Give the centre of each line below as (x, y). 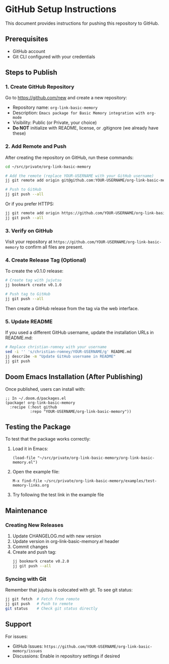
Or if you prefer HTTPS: (30, 204)
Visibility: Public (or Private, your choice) (55, 123)
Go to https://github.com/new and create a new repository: (66, 98)
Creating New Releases (34, 525)
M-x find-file (27, 481)
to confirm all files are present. (52, 247)
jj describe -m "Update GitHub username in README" (60, 356)
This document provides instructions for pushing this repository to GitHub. (82, 23)
